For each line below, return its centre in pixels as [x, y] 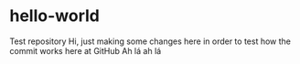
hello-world [55, 16]
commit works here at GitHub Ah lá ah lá [86, 50]
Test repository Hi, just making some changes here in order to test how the [150, 41]
